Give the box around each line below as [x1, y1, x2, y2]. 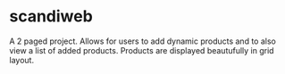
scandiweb [9, 6, 94, 27]
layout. [9, 54, 34, 65]
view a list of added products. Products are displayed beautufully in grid [9, 45, 274, 55]
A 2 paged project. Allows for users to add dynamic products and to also [9, 36, 277, 46]
